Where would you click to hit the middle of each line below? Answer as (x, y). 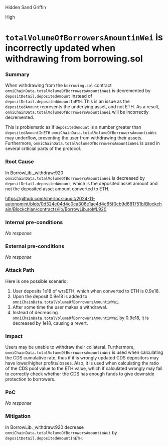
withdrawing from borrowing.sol (74, 59)
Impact (14, 336)
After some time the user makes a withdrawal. (60, 307)
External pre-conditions (35, 246)
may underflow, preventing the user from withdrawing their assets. (74, 138)
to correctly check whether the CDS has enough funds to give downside (80, 374)
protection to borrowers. (30, 379)
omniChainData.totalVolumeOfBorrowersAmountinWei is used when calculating (84, 352)
